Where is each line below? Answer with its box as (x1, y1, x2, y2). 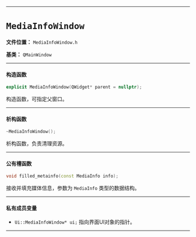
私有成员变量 (6, 204, 37, 211)
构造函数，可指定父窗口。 (6, 96, 68, 103)
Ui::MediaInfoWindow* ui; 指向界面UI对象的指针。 (14, 218, 135, 225)
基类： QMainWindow (6, 51, 52, 58)
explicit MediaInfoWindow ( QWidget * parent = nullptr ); (6, 84, 142, 90)
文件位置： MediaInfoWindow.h (6, 39, 78, 46)
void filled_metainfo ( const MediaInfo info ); (6, 173, 118, 179)
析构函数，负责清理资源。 (6, 140, 68, 147)
